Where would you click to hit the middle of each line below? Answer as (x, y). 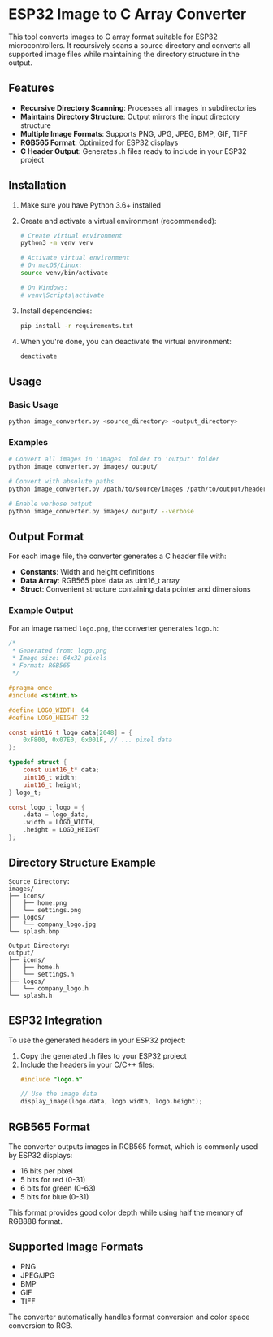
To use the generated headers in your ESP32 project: (97, 1040)
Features (31, 88)
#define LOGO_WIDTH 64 (49, 710)
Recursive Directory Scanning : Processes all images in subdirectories (138, 107)
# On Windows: (44, 287)
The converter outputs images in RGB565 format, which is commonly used (133, 1146)
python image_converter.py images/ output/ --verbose (102, 511)
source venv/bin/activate (64, 273)
